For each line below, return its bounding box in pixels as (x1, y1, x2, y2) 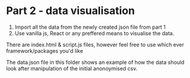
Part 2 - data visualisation (6, 4, 135, 18)
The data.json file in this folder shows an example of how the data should (6, 59, 185, 66)
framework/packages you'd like (6, 47, 83, 54)
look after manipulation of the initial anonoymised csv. (6, 65, 138, 72)
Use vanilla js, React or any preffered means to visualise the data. (14, 29, 175, 36)
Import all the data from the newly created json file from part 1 (14, 23, 166, 30)
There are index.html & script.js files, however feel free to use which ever (6, 41, 185, 48)
